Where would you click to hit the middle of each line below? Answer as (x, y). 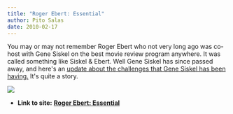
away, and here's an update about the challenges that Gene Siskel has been (116, 69)
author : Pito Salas (36, 20)
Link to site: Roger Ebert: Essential (69, 103)
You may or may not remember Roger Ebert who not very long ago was (110, 47)
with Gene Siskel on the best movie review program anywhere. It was (121, 54)
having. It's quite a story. (43, 76)
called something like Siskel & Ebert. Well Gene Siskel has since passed (110, 62)
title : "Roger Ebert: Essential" (56, 14)
